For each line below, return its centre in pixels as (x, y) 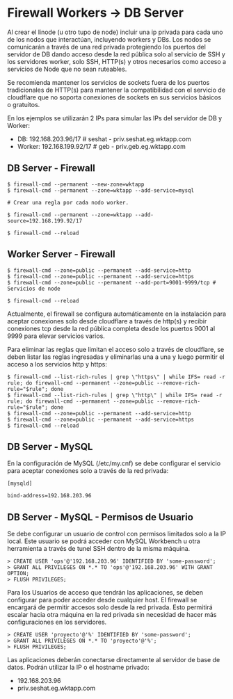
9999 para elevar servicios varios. (56, 336)
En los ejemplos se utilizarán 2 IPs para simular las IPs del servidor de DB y (115, 118)
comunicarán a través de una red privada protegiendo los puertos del (107, 47)
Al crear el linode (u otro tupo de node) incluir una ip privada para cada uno (115, 32)
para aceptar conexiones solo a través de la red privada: (88, 471)
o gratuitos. (24, 104)
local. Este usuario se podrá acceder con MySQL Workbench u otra (104, 541)
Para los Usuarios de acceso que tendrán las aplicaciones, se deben (105, 593)
